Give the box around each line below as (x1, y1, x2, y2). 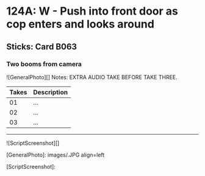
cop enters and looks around (6, 17, 154, 31)
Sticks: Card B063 (6, 41, 77, 52)
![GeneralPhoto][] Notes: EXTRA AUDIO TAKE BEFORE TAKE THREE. (6, 73, 178, 80)
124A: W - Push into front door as (6, 4, 178, 18)
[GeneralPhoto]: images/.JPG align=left (6, 151, 105, 158)
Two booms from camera (6, 60, 82, 68)
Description (33, 88, 68, 96)
